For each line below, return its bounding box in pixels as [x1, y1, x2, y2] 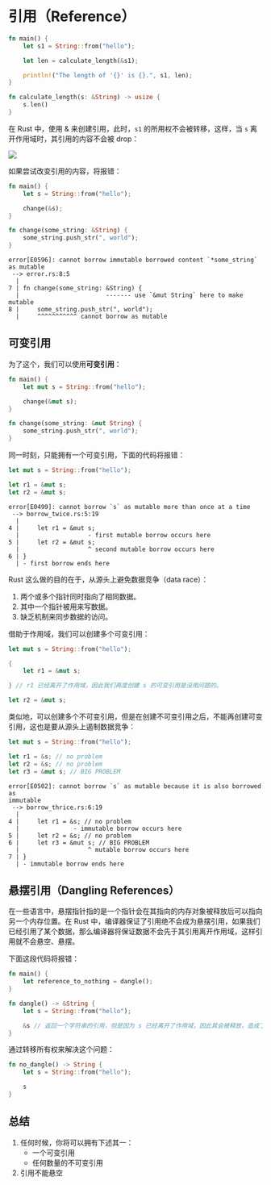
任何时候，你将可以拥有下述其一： [19, 1137, 134, 1147]
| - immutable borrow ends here [15, 860, 125, 868]
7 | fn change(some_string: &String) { [8, 284, 143, 293]
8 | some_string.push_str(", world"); [8, 306, 153, 314]
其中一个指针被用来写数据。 [19, 602, 113, 611]
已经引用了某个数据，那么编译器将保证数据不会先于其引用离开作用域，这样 [8, 927, 256, 937]
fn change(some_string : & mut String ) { [8, 419, 143, 428]
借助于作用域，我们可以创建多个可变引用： [8, 628, 150, 638]
